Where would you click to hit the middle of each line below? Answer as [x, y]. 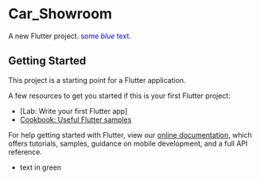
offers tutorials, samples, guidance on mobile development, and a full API [128, 143]
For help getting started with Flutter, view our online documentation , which [130, 135]
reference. [25, 151]
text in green [41, 167]
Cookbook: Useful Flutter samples [76, 119]
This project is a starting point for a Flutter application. [97, 80]
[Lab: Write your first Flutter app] [74, 111]
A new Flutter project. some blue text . [70, 36]
